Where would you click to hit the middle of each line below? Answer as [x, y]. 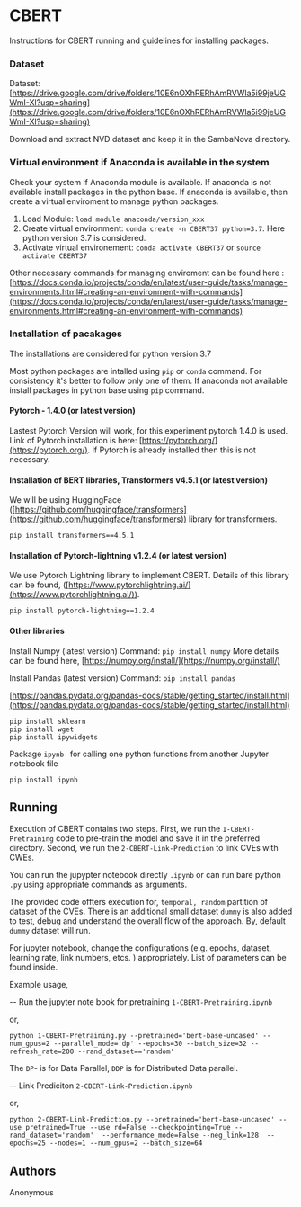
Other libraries [37, 631]
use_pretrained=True [48, 1128]
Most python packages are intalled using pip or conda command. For [136, 371]
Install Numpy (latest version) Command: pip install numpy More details [144, 651]
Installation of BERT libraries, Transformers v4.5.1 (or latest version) [138, 480]
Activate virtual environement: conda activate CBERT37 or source [142, 247]
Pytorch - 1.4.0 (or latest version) [73, 411]
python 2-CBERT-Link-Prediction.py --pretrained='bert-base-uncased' [142, 1120]
